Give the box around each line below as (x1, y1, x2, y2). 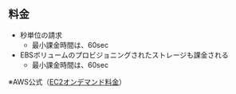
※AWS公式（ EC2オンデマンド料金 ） (8, 76, 126, 86)
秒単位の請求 (19, 30, 62, 40)
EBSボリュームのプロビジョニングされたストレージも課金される (19, 50, 229, 60)
